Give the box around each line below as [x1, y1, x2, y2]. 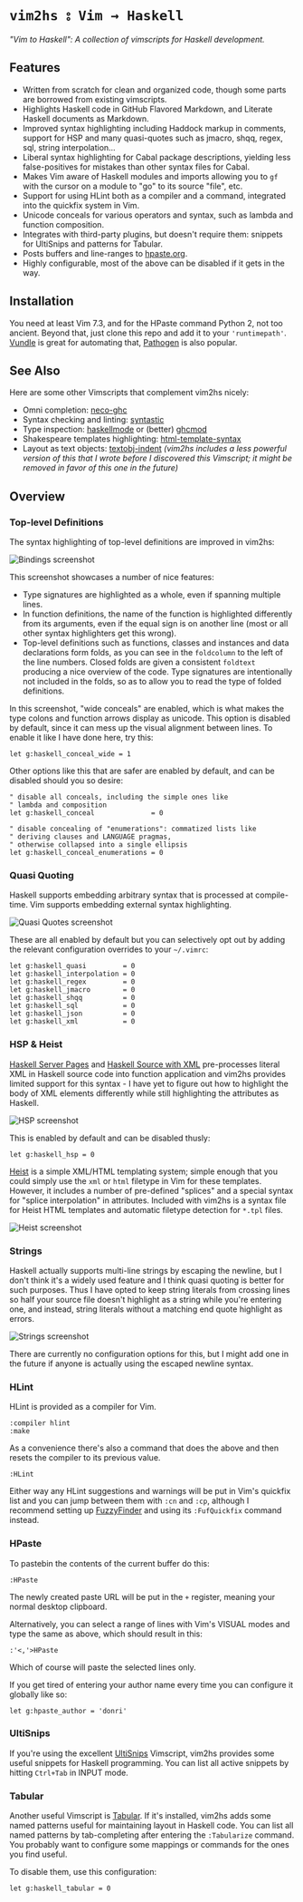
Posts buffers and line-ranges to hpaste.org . [22, 247, 188, 258]
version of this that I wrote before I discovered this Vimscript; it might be [22, 452, 292, 464]
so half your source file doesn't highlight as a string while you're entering [9, 1294, 282, 1305]
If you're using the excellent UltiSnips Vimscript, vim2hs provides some [9, 1748, 275, 1759]
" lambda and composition [9, 801, 107, 810]
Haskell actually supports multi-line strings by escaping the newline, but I [9, 1265, 282, 1276]
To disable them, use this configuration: [9, 1867, 157, 1878]
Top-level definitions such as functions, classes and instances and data [22, 637, 289, 648]
